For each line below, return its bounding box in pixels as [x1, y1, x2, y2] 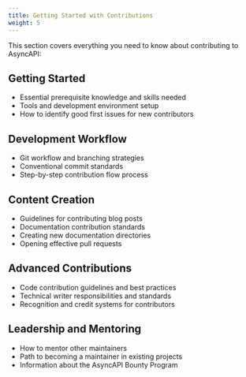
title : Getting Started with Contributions [8, 11, 154, 20]
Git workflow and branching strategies [19, 153, 144, 162]
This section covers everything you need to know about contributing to [8, 40, 239, 50]
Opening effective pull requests [19, 238, 122, 248]
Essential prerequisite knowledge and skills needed [19, 92, 187, 103]
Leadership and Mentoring [8, 323, 142, 336]
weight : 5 [8, 19, 41, 27]
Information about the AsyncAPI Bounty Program [19, 360, 178, 369]
